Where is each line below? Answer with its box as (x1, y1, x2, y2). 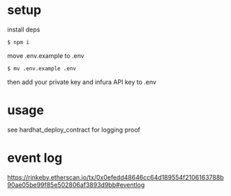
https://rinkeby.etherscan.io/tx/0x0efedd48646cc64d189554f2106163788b (7, 173, 225, 181)
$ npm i (7, 38, 30, 45)
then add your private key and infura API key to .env (7, 78, 157, 86)
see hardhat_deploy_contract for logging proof (7, 125, 141, 134)
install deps (7, 25, 40, 34)
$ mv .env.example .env (7, 65, 77, 72)
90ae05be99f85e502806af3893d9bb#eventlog (7, 181, 145, 189)
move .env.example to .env (7, 51, 85, 59)
